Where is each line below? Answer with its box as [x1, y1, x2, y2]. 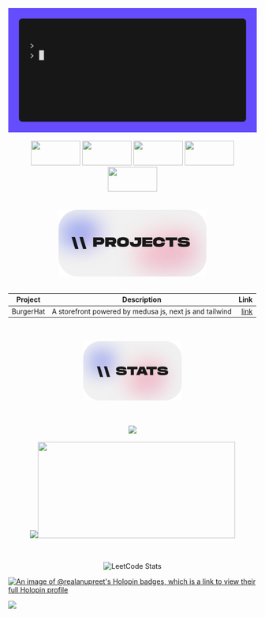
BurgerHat [11, 307, 46, 316]
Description [121, 295, 162, 304]
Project [16, 295, 41, 304]
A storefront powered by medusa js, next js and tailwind [51, 307, 233, 316]
